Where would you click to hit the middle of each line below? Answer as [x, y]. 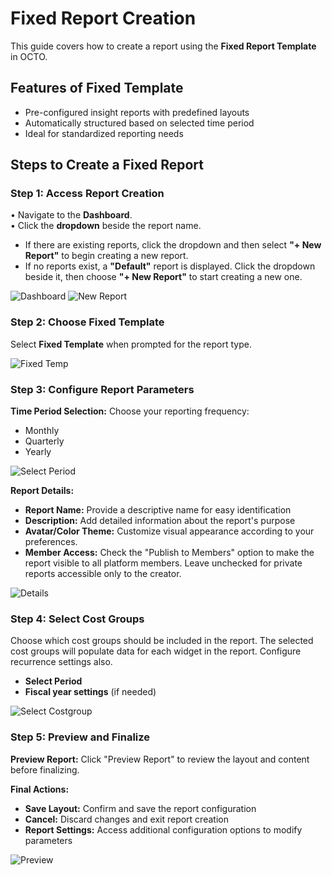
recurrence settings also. [61, 662]
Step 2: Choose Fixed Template [87, 322]
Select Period [53, 681]
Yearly [38, 452]
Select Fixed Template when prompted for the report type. [131, 344]
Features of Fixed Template [97, 88]
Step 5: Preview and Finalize [80, 737]
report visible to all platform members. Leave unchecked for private [163, 563]
